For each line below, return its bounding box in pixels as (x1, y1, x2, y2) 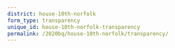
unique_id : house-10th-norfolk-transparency (7, 23, 140, 30)
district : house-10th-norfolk (7, 10, 97, 18)
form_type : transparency (7, 17, 80, 24)
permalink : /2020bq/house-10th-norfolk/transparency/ (7, 30, 169, 37)
